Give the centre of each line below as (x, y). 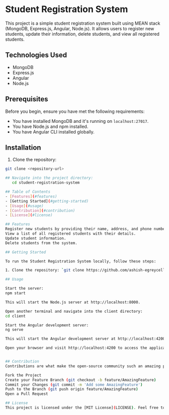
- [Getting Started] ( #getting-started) (47, 201)
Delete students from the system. (41, 243)
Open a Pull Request (27, 394)
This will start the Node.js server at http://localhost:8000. (73, 302)
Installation (23, 147)
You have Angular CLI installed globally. (53, 131)
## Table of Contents (28, 192)
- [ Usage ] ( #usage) (24, 206)
